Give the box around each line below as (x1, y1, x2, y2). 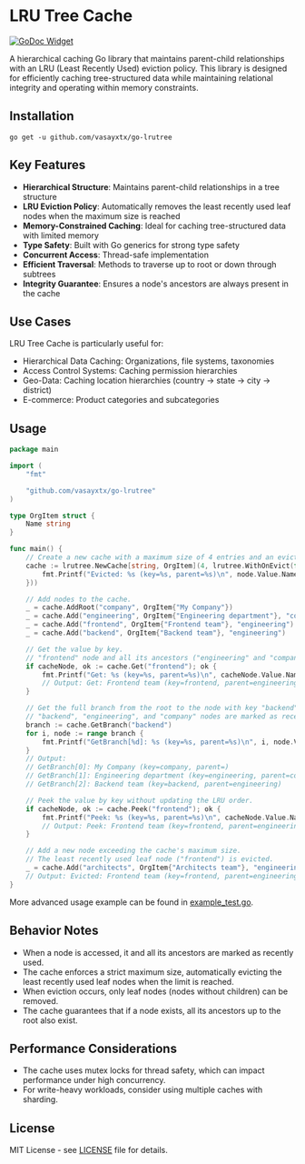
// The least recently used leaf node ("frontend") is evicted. (25, 855, 274, 864)
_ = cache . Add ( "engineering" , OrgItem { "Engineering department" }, (25, 611, 282, 621)
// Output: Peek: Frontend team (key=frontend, (42, 821, 225, 830)
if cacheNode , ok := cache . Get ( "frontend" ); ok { (25, 661, 218, 671)
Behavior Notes (9, 923, 99, 938)
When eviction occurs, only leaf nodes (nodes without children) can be (22, 986, 289, 997)
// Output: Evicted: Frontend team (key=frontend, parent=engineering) (25, 871, 302, 880)
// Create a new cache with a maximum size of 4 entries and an (25, 553, 274, 562)
